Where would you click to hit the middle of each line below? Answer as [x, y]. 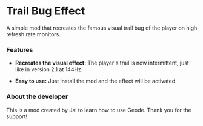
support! [17, 116]
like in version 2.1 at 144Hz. [49, 69]
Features [20, 49]
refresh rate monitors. [33, 34]
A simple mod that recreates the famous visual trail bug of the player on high [102, 28]
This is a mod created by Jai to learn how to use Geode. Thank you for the [99, 110]
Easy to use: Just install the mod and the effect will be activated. [96, 81]
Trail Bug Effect [46, 11]
